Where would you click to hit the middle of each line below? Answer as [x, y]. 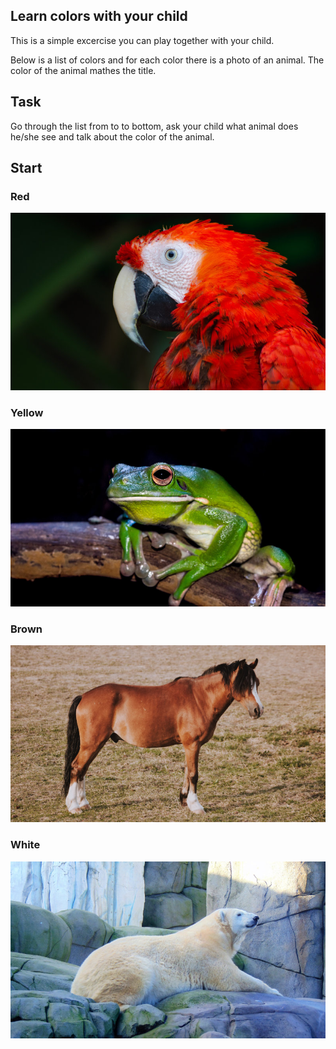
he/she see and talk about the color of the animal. [112, 136]
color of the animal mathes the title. [83, 70]
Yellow [27, 412]
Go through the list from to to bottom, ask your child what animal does [154, 126]
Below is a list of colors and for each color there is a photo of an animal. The [167, 60]
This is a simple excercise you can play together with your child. [142, 40]
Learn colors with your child [99, 16]
